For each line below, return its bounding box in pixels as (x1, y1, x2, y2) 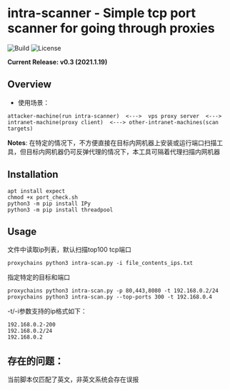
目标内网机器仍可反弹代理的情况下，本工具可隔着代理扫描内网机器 (26, 147, 220, 156)
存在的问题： (7, 355, 64, 367)
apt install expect (7, 187, 66, 194)
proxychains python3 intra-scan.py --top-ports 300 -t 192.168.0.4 (7, 294, 213, 301)
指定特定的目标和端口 (7, 273, 70, 281)
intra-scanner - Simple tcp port (7, 5, 196, 21)
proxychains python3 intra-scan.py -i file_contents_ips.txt (7, 259, 194, 267)
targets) (7, 125, 34, 132)
